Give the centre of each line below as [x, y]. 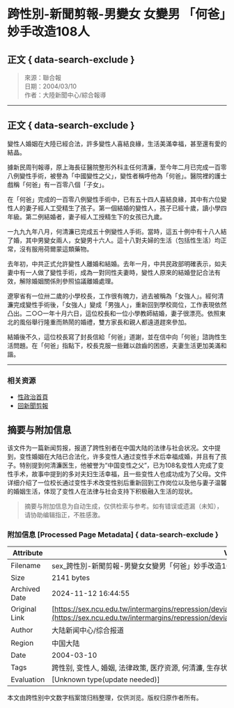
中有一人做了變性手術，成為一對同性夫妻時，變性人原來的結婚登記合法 [114, 272]
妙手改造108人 [49, 32]
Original [24, 609]
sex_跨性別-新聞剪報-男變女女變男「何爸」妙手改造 [137, 566]
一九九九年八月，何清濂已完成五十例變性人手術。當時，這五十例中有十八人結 [117, 231]
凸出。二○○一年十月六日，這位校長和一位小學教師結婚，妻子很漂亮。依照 [114, 313]
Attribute [28, 553]
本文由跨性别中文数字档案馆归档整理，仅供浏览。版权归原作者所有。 [105, 698]
